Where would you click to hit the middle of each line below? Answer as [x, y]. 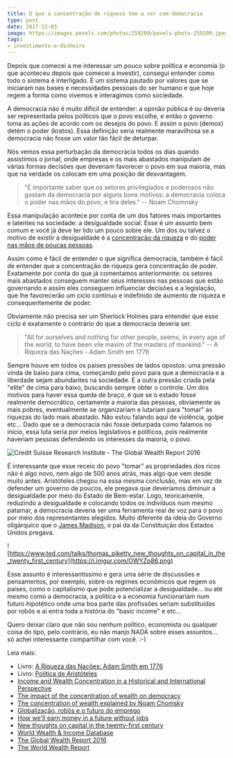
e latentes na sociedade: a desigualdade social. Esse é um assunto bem [110, 223]
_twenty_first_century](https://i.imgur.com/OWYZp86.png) [90, 561]
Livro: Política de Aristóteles [57, 674]
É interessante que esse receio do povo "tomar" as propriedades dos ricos [114, 466]
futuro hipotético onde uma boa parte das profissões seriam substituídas [111, 604]
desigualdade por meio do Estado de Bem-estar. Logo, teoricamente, [106, 495]
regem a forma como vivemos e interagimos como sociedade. [96, 95]
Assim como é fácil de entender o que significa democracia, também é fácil [115, 258]
